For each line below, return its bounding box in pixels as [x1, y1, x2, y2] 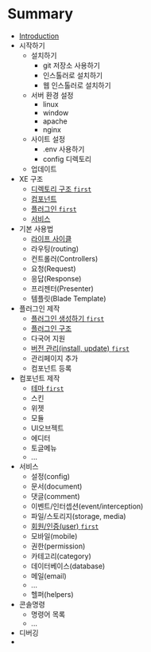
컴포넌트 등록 [30, 363, 72, 373]
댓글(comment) [30, 491, 80, 501]
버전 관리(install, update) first [30, 344, 130, 353]
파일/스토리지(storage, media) [30, 511, 126, 520]
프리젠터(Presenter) [30, 284, 95, 293]
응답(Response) [30, 273, 82, 283]
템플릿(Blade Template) [30, 293, 106, 303]
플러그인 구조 [30, 324, 72, 333]
